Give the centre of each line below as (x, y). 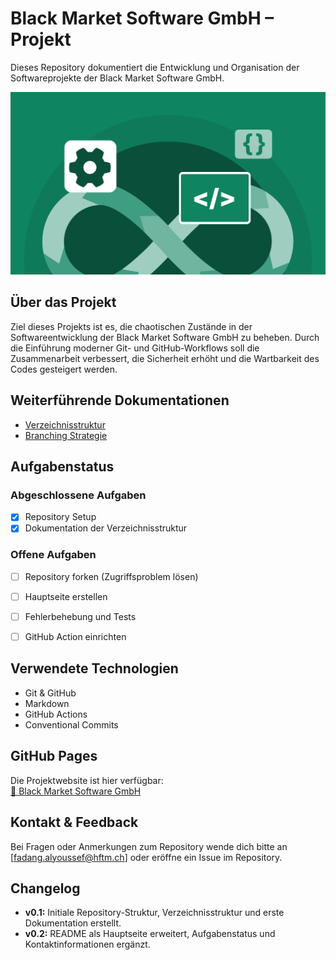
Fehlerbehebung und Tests (80, 616)
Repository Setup (60, 517)
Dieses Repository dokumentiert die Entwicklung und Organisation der (155, 67)
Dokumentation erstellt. (73, 923)
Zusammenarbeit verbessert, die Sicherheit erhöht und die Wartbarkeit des (165, 358)
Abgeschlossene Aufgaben (78, 495)
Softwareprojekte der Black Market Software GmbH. (117, 78)
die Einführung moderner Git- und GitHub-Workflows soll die (135, 348)
